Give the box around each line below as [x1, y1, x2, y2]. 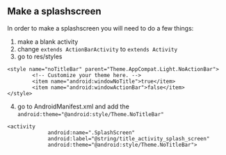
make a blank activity [17, 38, 79, 46]
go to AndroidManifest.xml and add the [17, 102, 130, 111]
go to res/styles [17, 52, 63, 60]
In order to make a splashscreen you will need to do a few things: [7, 24, 194, 32]
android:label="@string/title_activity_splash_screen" [47, 135, 210, 142]
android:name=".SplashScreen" [47, 129, 136, 136]
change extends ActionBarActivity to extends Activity [17, 44, 178, 53]
